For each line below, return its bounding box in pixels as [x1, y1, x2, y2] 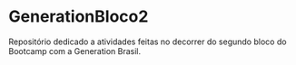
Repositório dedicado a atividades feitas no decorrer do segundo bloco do [8, 36, 287, 47]
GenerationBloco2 [8, 6, 149, 27]
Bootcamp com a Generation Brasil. [8, 45, 142, 56]
